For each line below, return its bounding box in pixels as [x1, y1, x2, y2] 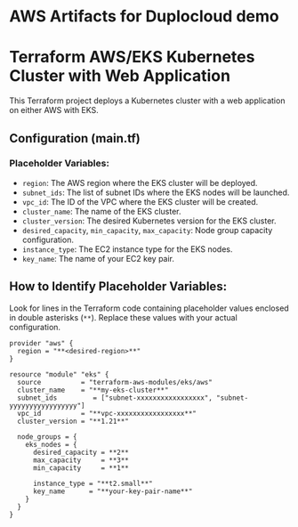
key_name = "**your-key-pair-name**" [32, 487, 193, 496]
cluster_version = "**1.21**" [17, 417, 129, 426]
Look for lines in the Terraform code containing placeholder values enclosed [9, 303, 289, 313]
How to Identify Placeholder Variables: [9, 279, 228, 295]
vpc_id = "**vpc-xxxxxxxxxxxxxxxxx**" [17, 409, 197, 418]
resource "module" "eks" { [9, 369, 109, 379]
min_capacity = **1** [32, 463, 129, 473]
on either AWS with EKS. [9, 105, 100, 116]
